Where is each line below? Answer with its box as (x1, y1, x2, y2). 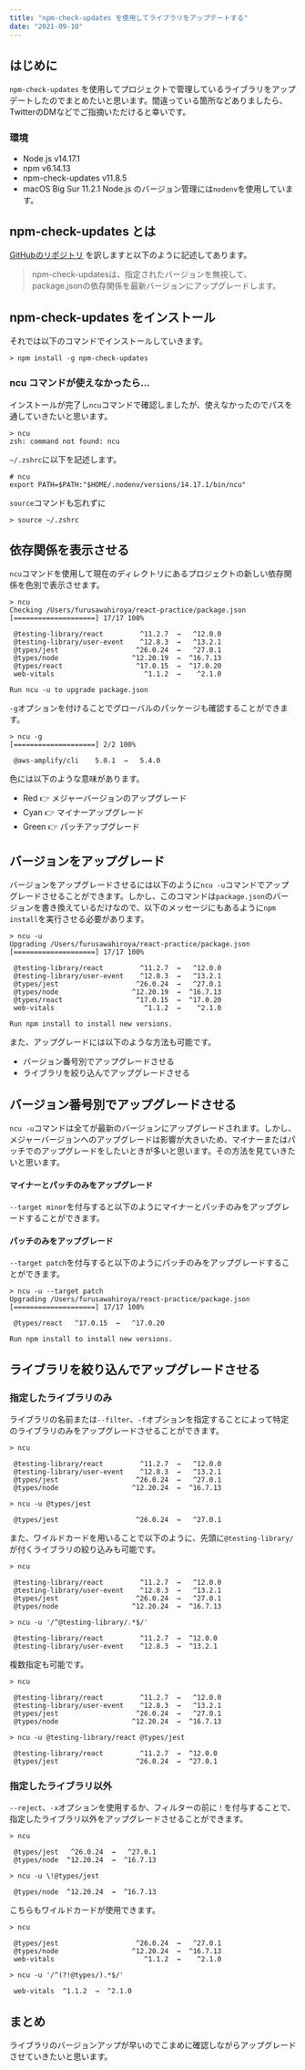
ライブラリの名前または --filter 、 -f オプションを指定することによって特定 (9, 1414, 290, 1425)
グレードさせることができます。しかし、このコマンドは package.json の (9, 891, 273, 902)
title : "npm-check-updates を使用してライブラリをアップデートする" (9, 13, 249, 23)
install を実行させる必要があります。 (9, 914, 149, 925)
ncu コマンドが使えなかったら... (9, 377, 150, 389)
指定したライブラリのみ (9, 1392, 112, 1404)
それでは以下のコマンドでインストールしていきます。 (9, 336, 208, 347)
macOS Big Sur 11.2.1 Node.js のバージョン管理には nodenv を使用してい (22, 183, 286, 194)
